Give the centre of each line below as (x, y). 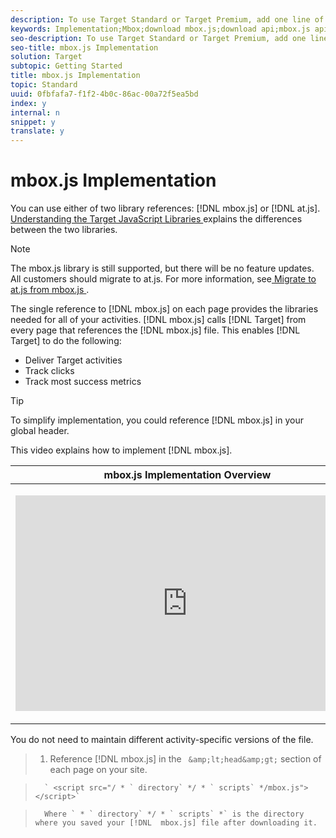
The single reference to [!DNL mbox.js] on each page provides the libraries (164, 309)
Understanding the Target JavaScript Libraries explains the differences (156, 219)
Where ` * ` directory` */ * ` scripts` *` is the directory (174, 814)
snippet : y (33, 122)
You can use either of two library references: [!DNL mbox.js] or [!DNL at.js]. (165, 208)
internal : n (35, 112)
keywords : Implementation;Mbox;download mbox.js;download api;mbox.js (160, 29)
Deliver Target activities (73, 360)
